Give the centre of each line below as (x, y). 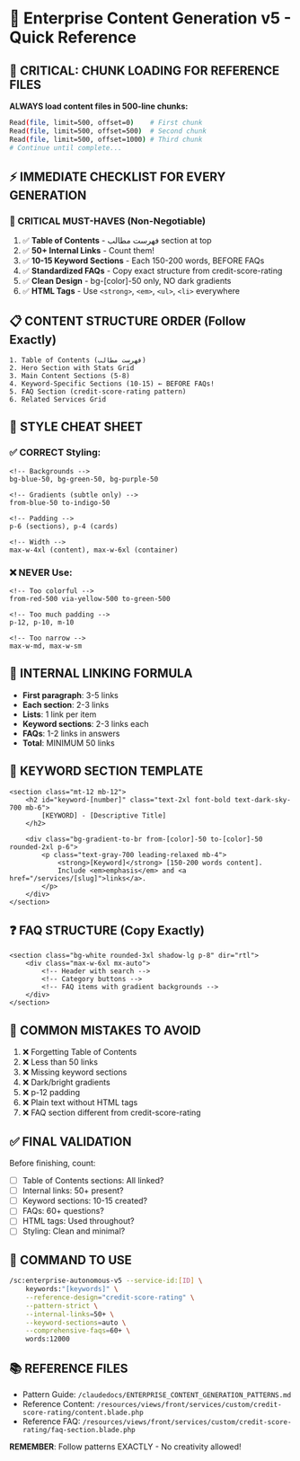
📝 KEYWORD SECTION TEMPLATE (106, 771)
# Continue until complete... (66, 147)
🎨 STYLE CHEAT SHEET (76, 427)
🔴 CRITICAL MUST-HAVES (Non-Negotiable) (108, 221)
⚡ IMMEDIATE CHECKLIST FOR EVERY (118, 177)
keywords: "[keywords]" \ (72, 1289)
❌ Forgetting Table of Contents (79, 1052)
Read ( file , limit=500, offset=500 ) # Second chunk (108, 131)
